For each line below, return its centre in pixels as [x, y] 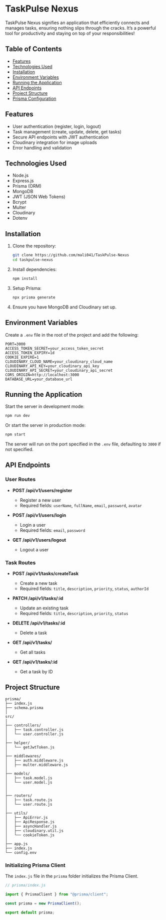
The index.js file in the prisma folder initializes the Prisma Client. [72, 876]
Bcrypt [19, 202]
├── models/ [17, 774]
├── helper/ [17, 743]
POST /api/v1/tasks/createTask [45, 574]
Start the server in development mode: [45, 406]
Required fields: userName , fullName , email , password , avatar [81, 505]
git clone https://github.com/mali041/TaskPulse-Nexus [71, 255]
